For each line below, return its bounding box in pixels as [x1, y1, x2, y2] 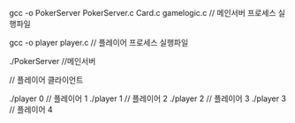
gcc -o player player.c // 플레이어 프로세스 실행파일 [9, 38, 189, 47]
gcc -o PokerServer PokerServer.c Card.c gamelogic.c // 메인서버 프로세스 [9, 8, 276, 18]
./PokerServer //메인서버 [9, 56, 96, 66]
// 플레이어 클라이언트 [9, 75, 84, 85]
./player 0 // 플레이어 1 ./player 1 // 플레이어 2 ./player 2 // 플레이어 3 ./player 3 [9, 93, 287, 104]
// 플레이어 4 [9, 105, 53, 114]
